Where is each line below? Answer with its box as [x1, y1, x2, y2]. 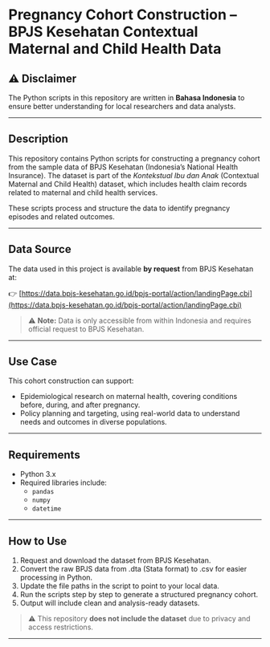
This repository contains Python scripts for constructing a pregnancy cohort [8, 153, 260, 163]
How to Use [8, 534, 67, 547]
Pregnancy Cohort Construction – [8, 6, 237, 24]
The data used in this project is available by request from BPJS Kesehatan [8, 263, 254, 274]
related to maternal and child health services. [8, 187, 158, 197]
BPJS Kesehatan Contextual [8, 22, 198, 41]
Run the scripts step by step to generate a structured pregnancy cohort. [19, 590, 259, 600]
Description [8, 132, 68, 146]
